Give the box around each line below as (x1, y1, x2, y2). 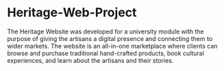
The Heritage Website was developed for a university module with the (7, 27, 204, 35)
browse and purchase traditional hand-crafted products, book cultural (7, 49, 204, 57)
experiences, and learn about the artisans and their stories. (7, 56, 174, 64)
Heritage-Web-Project (7, 5, 137, 20)
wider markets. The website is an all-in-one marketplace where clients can (7, 42, 218, 50)
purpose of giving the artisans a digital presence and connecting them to (7, 34, 213, 42)
